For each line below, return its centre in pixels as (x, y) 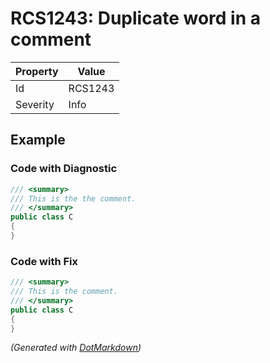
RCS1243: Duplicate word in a (135, 18)
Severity (35, 104)
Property (37, 71)
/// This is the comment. (64, 292)
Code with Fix (44, 261)
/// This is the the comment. (73, 198)
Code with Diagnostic (64, 169)
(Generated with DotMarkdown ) (76, 348)
